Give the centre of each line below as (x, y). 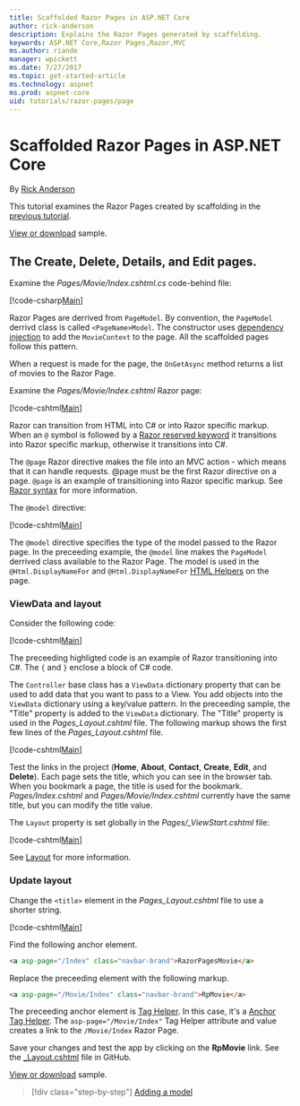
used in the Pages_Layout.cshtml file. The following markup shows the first (148, 723)
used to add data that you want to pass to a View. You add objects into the (146, 695)
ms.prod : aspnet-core (50, 92)
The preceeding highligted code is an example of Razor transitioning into (143, 658)
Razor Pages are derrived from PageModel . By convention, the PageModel (141, 318)
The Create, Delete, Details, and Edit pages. (133, 261)
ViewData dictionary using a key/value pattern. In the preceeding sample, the (150, 704)
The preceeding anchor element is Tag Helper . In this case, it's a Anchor (142, 1011)
